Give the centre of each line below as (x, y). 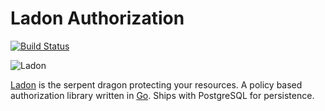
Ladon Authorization (97, 18)
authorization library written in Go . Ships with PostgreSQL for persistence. (162, 95)
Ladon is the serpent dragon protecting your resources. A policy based (156, 84)
